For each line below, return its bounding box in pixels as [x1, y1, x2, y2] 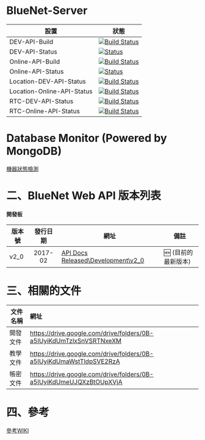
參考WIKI [6, 427, 29, 435]
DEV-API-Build [9, 37, 54, 46]
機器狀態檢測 [6, 165, 38, 172]
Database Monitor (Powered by [6, 132, 167, 145]
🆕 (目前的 [164, 248, 193, 257]
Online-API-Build [9, 57, 60, 66]
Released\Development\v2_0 [61, 257, 145, 265]
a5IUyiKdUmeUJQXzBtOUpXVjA [29, 378, 123, 386]
